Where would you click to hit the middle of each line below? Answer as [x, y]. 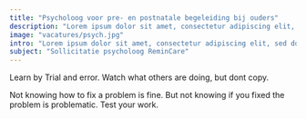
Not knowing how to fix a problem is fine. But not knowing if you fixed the [147, 95]
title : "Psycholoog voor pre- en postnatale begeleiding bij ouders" [144, 18]
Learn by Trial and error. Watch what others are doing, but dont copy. [139, 77]
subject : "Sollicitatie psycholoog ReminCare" [99, 52]
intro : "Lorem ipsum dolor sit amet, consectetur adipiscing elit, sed [148, 43]
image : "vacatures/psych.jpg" [67, 35]
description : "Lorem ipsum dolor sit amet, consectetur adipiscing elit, [153, 26]
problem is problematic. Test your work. [84, 104]
